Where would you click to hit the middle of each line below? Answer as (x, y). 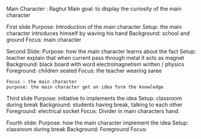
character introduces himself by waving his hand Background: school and (98, 33)
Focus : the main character (42, 82)
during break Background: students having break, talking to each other (94, 105)
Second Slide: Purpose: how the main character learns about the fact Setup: (101, 51)
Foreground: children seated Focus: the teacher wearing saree (84, 71)
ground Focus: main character (44, 40)
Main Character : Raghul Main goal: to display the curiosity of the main (94, 9)
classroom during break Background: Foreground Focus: (77, 129)
